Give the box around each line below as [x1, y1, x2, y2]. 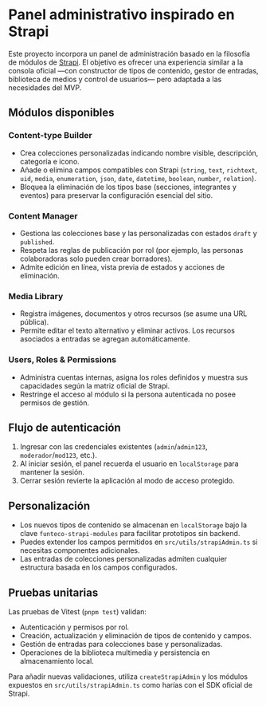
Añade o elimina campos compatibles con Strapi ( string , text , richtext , [19, 165, 257, 175]
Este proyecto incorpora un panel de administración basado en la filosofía [8, 49, 251, 58]
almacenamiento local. [19, 656, 94, 665]
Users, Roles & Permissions [8, 354, 117, 365]
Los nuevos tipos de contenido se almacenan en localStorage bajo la [19, 520, 248, 530]
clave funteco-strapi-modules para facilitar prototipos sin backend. [19, 529, 241, 538]
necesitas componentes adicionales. [19, 546, 140, 555]
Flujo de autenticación [8, 420, 121, 434]
